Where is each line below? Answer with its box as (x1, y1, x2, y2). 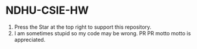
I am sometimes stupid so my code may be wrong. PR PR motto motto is (14, 29, 191, 36)
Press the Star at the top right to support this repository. (14, 23, 152, 30)
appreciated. (14, 36, 46, 43)
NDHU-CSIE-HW (5, 4, 89, 17)
